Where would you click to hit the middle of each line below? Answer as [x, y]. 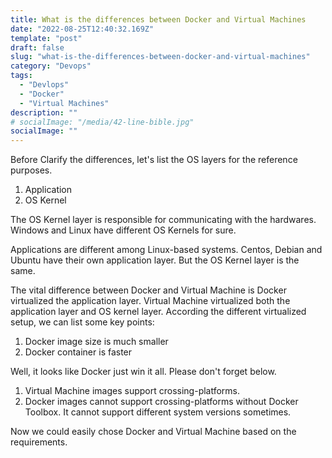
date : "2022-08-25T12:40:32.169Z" [82, 29]
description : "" [44, 112]
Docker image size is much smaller [96, 342]
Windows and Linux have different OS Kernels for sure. [123, 230]
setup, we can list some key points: [82, 322]
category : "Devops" [51, 66]
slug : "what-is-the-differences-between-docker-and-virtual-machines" [160, 57]
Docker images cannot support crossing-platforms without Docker [161, 402]
